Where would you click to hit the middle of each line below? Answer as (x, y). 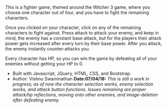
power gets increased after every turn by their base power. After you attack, (83, 43)
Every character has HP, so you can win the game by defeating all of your (81, 58)
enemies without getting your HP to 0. (44, 64)
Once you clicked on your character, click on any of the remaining (73, 27)
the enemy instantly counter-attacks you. (48, 49)
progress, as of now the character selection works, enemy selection (83, 84)
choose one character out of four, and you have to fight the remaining (77, 12)
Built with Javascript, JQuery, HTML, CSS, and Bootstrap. (72, 73)
